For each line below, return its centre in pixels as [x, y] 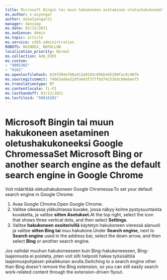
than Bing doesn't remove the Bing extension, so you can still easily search [82, 267]
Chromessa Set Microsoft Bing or [74, 154]
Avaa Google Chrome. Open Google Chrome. [58, 204]
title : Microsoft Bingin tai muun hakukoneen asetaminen [65, 10]
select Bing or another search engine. [51, 241]
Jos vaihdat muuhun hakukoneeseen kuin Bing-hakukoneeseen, [71, 251]
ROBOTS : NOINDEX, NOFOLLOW [33, 47]
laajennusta [17, 256]
